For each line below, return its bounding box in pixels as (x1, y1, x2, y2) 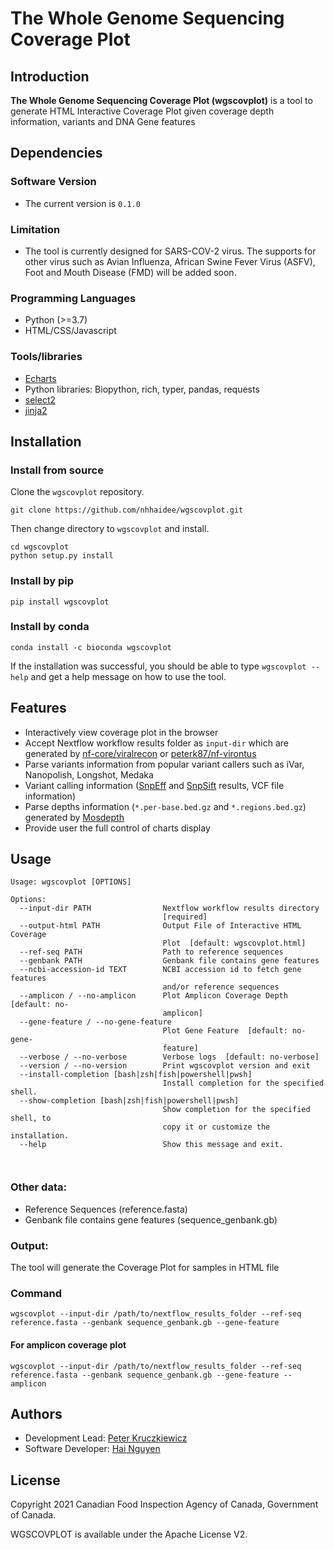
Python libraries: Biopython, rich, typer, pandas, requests (24, 383, 260, 395)
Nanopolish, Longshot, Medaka (24, 768, 154, 781)
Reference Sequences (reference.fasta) (24, 1203, 188, 1215)
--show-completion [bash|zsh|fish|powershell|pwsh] (19, 1096, 240, 1106)
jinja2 (24, 404, 48, 416)
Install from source (10, 463, 104, 477)
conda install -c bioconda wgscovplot (10, 642, 172, 652)
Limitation (10, 222, 61, 236)
